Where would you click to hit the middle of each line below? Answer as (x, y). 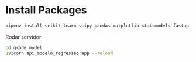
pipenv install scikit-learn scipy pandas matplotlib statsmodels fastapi (99, 26)
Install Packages (46, 10)
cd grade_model (24, 47)
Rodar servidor (23, 37)
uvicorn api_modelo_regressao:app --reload (59, 53)
